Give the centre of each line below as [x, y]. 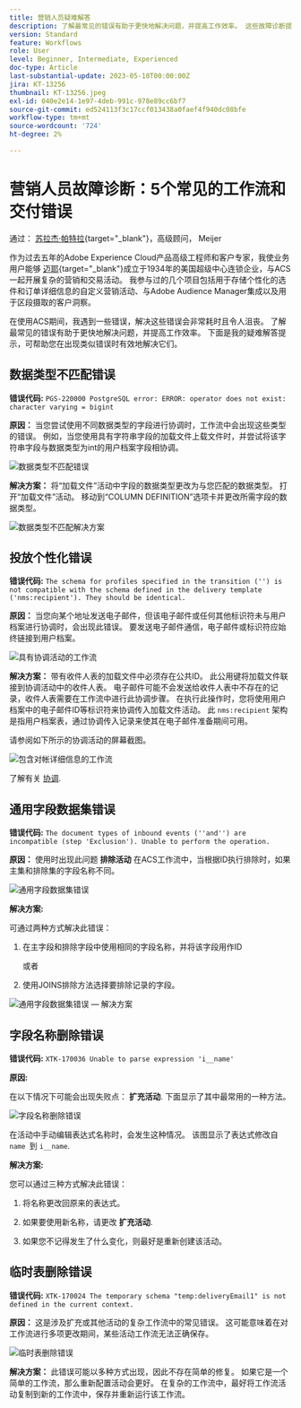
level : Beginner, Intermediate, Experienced [94, 59]
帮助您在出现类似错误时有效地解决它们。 [107, 343]
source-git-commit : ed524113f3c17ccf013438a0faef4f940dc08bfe [128, 109]
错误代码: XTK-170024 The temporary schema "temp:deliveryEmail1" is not [148, 1295]
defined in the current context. [72, 1304]
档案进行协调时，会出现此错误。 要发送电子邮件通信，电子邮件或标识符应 [144, 627]
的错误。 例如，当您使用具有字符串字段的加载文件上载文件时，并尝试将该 [144, 436]
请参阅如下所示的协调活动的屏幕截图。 [80, 740]
